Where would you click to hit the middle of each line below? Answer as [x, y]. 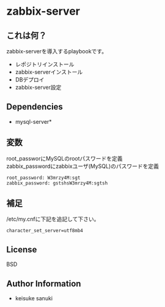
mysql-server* [33, 121]
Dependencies [35, 107]
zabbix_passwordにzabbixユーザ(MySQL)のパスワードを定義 [83, 166]
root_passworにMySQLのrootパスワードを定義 [65, 158]
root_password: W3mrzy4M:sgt [43, 178]
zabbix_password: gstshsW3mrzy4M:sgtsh [57, 183]
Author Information [44, 283]
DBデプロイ [30, 80]
